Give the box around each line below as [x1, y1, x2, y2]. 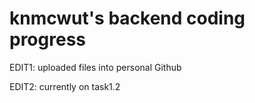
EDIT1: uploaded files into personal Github [9, 61, 182, 73]
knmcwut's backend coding [9, 7, 246, 30]
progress [9, 28, 86, 51]
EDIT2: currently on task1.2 [9, 80, 121, 92]
